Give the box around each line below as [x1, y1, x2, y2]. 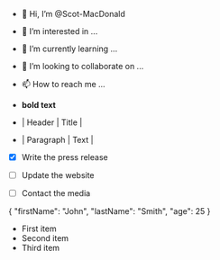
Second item [21, 233, 69, 244]
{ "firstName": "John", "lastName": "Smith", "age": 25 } [8, 206, 211, 217]
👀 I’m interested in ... [21, 26, 98, 36]
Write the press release [21, 152, 109, 162]
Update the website [21, 170, 96, 181]
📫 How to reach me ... [21, 79, 105, 89]
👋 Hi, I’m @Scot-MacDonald [21, 9, 125, 19]
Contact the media [21, 188, 91, 199]
